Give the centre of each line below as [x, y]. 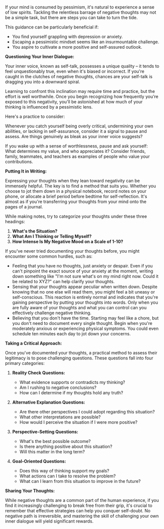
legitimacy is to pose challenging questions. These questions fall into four [79, 358]
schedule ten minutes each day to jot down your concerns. [71, 334]
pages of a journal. [24, 207]
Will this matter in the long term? [52, 452]
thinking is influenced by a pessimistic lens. [49, 107]
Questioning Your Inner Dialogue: [40, 57]
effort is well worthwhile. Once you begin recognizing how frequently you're [82, 96]
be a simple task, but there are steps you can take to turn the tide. [71, 17]
